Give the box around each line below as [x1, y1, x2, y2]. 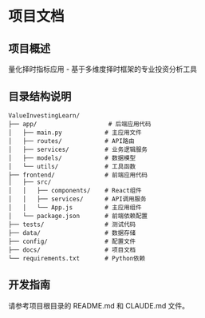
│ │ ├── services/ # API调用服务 [8, 195, 147, 203]
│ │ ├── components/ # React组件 [8, 186, 142, 194]
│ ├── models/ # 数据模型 [8, 153, 136, 162]
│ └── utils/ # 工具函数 [8, 162, 136, 170]
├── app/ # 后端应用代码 [8, 120, 152, 128]
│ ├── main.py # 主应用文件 [8, 129, 142, 137]
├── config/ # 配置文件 [8, 237, 136, 245]
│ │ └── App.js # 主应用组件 [8, 203, 142, 212]
